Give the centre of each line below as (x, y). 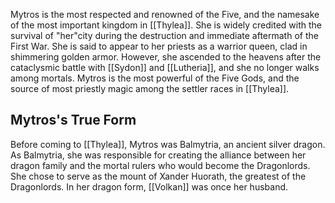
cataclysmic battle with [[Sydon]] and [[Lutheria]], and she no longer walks (165, 67)
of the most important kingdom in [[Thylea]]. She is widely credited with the (166, 25)
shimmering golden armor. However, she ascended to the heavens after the (166, 57)
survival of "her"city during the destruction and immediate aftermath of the (164, 35)
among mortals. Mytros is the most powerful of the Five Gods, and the (155, 78)
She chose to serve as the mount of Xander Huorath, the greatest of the (158, 176)
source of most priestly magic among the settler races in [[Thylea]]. (150, 88)
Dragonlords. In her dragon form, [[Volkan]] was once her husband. (149, 186)
